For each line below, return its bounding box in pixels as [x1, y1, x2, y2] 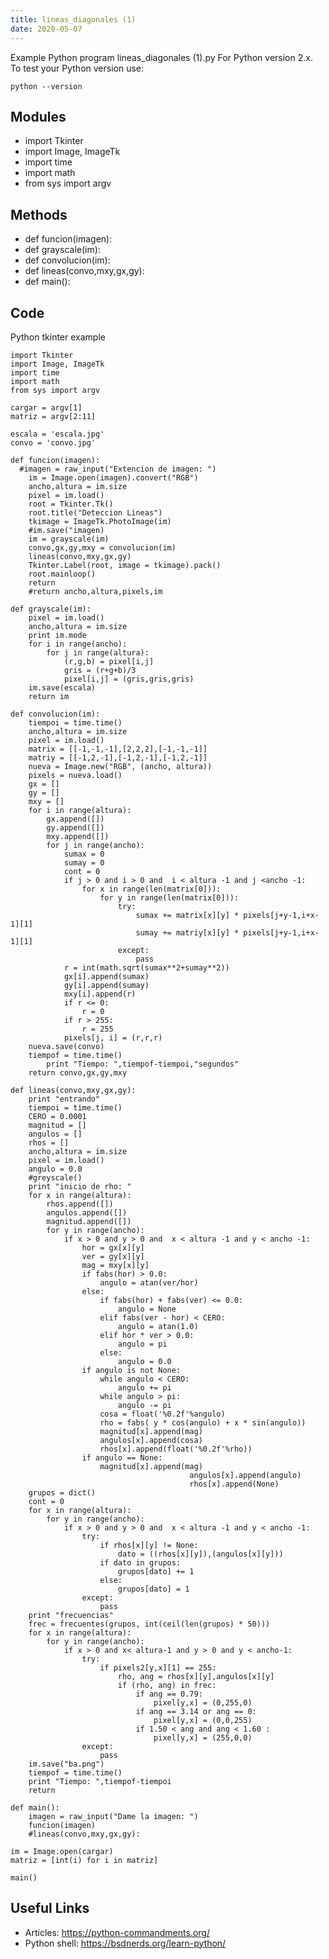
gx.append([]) [46, 814, 105, 824]
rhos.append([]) [46, 1199, 114, 1209]
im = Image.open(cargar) [10, 1846, 114, 1856]
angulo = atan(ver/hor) [99, 1277, 199, 1288]
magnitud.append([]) [46, 1216, 132, 1226]
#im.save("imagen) [28, 525, 105, 535]
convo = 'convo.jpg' [10, 437, 97, 448]
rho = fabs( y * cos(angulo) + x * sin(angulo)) [99, 1417, 307, 1428]
